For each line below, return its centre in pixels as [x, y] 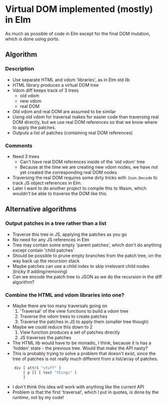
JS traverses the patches [45, 337]
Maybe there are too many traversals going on [60, 306]
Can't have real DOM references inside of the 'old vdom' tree [83, 162]
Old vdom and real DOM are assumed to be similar [64, 111]
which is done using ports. [32, 39]
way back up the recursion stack [46, 261]
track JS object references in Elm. [47, 183]
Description [20, 69]
